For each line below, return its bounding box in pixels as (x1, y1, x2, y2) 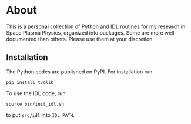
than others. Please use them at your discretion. (38, 35, 155, 42)
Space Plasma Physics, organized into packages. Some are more (6, 29, 163, 36)
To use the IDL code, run (6, 89, 66, 97)
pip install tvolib (6, 79, 54, 85)
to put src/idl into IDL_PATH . (6, 111, 75, 118)
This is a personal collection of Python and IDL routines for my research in (6, 23, 186, 30)
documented (6, 35, 37, 42)
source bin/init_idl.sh (6, 101, 65, 107)
